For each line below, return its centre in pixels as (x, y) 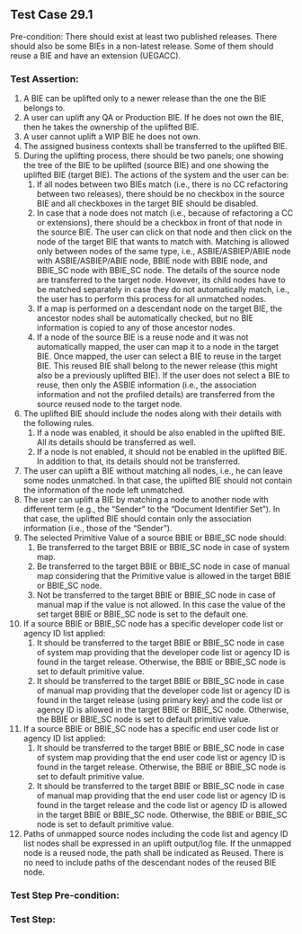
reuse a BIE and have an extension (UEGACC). (96, 55)
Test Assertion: (44, 78)
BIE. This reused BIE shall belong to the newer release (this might (157, 366)
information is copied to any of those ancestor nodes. (136, 328)
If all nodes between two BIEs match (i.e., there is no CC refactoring (162, 184)
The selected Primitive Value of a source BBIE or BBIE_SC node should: (155, 538)
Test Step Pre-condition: (65, 895)
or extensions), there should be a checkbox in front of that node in (159, 223)
